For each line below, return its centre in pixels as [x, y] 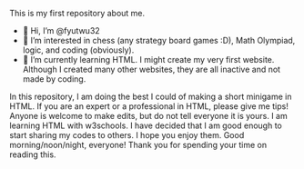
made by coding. [54, 79]
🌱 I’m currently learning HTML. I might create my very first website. [148, 60]
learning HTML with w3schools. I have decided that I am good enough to [146, 125]
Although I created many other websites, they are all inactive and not [151, 69]
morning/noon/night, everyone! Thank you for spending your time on [138, 145]
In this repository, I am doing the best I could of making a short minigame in [151, 96]
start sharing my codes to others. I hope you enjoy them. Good [127, 135]
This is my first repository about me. [77, 13]
